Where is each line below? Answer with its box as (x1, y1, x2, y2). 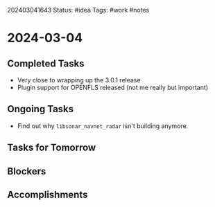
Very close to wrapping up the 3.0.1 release (17, 76, 141, 84)
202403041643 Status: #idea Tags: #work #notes (7, 6, 150, 14)
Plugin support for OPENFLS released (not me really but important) (17, 83, 209, 91)
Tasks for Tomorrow (7, 142, 96, 154)
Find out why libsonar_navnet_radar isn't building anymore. (17, 121, 189, 130)
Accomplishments (7, 188, 88, 200)
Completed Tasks (7, 57, 85, 69)
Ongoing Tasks (7, 103, 74, 115)
